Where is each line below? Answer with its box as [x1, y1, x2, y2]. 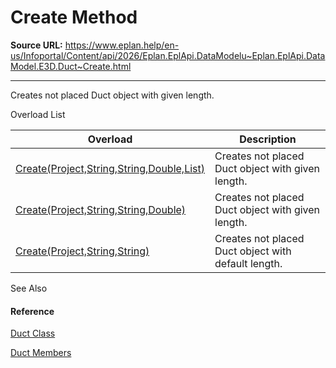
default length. [214, 256, 283, 270]
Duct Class [10, 327, 56, 340]
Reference [10, 305, 55, 317]
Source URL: [10, 39, 63, 51]
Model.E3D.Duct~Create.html [10, 60, 132, 72]
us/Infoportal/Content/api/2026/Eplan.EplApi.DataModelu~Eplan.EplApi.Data [10, 49, 326, 61]
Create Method [10, 6, 138, 29]
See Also [10, 282, 48, 294]
